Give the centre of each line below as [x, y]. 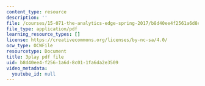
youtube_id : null [34, 74]
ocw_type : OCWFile [30, 46]
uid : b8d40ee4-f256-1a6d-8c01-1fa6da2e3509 [63, 62]
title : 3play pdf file [35, 57]
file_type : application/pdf [42, 29]
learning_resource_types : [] [43, 35]
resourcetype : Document [37, 51]
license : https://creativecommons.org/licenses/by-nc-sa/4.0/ [87, 40]
